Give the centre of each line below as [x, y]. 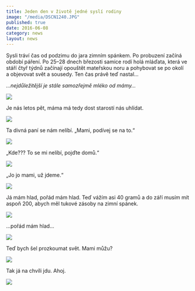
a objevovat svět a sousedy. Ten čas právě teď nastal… [72, 74]
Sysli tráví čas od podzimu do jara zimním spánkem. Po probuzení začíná [94, 55]
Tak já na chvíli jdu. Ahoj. [36, 271]
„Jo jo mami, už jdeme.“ [35, 175]
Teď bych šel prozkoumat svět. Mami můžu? [59, 248]
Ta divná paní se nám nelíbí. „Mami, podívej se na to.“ [71, 130]
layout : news [22, 39]
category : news [25, 33]
